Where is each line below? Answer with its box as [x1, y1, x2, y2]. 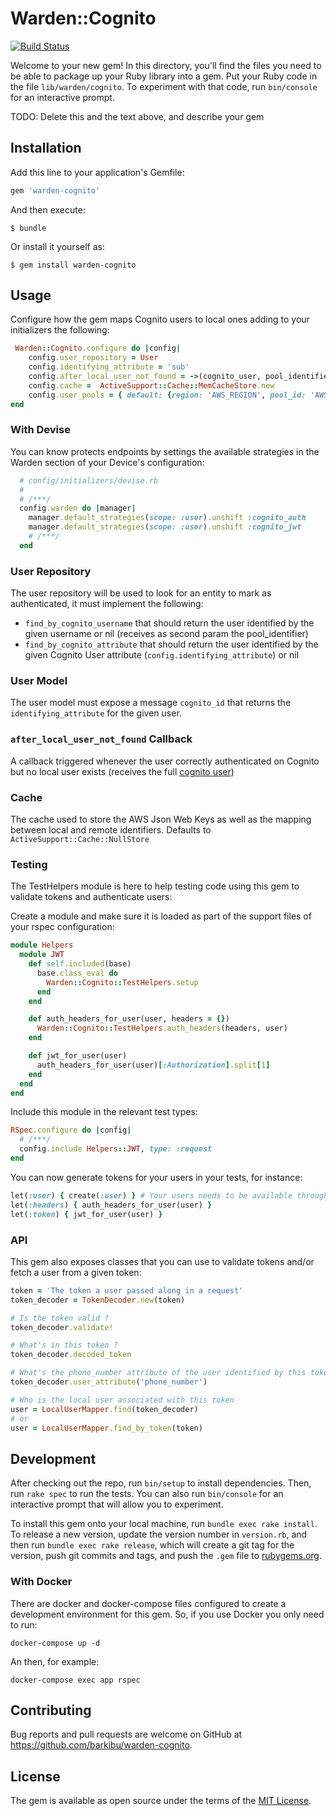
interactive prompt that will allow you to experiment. [10, 1498, 224, 1511]
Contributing [10, 1702, 92, 1719]
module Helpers [10, 940, 74, 951]
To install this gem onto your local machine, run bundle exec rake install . [10, 1518, 318, 1530]
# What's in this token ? [10, 1340, 118, 1351]
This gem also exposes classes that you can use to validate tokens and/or [10, 1255, 315, 1267]
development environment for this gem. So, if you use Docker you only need [10, 1608, 325, 1620]
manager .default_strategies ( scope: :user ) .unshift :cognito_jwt [28, 522, 302, 532]
